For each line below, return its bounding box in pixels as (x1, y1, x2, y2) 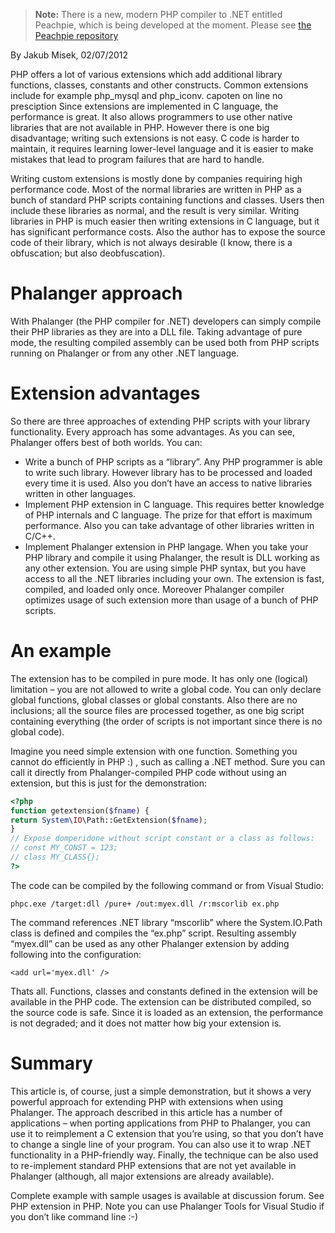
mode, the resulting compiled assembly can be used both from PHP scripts (10, 336, 320, 348)
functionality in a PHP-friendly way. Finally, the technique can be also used (10, 1149, 319, 1161)
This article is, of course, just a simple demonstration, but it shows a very (10, 1085, 312, 1097)
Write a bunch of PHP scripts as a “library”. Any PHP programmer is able (24, 455, 323, 468)
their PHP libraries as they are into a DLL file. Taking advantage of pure (10, 325, 303, 338)
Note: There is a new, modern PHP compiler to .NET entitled (34, 9, 283, 20)
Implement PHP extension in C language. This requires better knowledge (24, 498, 325, 510)
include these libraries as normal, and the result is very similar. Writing (10, 205, 300, 216)
